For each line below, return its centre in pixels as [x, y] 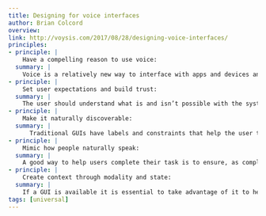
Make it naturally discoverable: [78, 119]
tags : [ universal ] [38, 199]
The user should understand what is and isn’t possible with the [133, 104]
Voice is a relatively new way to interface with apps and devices [136, 74]
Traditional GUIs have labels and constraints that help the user [141, 133]
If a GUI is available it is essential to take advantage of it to [136, 192]
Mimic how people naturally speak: [81, 148]
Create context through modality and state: [97, 178]
